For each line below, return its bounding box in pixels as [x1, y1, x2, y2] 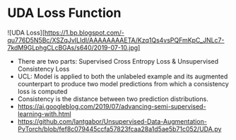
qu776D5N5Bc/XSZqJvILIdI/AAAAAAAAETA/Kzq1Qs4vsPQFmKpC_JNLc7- [7, 35, 225, 44]
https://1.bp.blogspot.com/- [45, 28, 125, 37]
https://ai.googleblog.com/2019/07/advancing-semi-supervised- [17, 102, 206, 110]
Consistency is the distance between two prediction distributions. [17, 94, 208, 103]
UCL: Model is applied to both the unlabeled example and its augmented [17, 72, 228, 81]
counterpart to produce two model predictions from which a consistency [17, 79, 230, 88]
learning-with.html [17, 110, 72, 118]
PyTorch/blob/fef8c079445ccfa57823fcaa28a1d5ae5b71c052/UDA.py [17, 124, 222, 133]
